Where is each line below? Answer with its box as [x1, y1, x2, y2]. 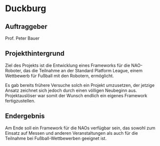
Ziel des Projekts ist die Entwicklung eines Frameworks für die [5, 62, 131, 68]
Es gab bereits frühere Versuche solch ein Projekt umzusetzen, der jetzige [5, 82, 155, 88]
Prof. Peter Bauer [5, 35, 40, 41]
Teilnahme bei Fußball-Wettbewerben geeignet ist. [5, 135, 107, 141]
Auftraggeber [5, 22, 47, 31]
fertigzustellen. [5, 98, 36, 104]
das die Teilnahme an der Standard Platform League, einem [23, 67, 143, 73]
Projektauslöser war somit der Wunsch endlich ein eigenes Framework [5, 92, 148, 98]
